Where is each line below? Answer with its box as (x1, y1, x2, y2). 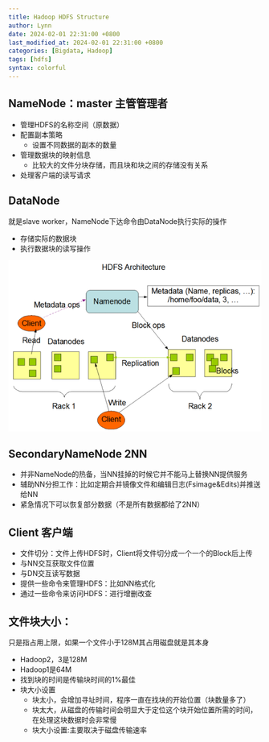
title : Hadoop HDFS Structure (8, 13, 110, 21)
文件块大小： (8, 615, 72, 628)
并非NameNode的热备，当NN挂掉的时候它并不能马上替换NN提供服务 (19, 470, 248, 479)
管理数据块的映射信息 (19, 150, 91, 160)
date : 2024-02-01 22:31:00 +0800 (8, 30, 120, 38)
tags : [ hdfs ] (8, 56, 52, 64)
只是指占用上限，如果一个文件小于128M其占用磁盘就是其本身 (8, 637, 210, 647)
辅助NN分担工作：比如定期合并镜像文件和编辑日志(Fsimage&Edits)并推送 (19, 479, 261, 489)
